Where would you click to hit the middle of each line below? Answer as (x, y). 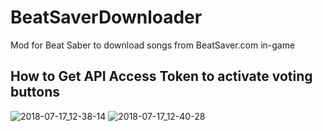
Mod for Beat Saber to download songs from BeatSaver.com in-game (153, 45)
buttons (35, 92)
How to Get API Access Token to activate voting (161, 76)
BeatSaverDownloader (106, 17)
